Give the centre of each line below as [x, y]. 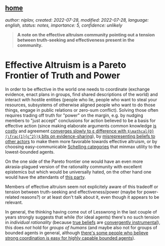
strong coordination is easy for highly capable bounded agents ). [70, 238]
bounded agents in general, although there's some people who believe [77, 233]
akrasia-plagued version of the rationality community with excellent [73, 166]
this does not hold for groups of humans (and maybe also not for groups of [81, 227]
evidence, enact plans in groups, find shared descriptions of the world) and [82, 94]
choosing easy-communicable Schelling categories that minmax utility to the [83, 147]
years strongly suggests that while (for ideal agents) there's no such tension [82, 217]
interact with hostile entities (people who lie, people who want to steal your [81, 99]
